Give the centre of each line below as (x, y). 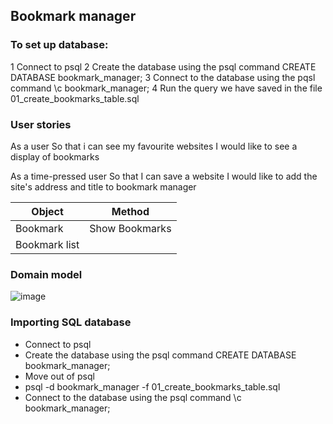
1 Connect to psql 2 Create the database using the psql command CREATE (163, 66)
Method (130, 211)
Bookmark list (47, 244)
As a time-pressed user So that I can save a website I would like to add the (164, 176)
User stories (41, 124)
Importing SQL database (71, 322)
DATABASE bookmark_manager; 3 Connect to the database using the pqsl (163, 77)
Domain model (46, 274)
